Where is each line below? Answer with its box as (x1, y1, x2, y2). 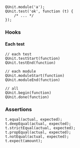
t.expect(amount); (5, 139, 43, 144)
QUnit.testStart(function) (5, 56, 60, 61)
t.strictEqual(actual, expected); (5, 125, 76, 131)
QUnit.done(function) (5, 95, 50, 100)
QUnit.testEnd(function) (5, 60, 56, 66)
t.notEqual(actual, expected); (5, 134, 69, 139)
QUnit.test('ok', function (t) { (5, 9, 74, 14)
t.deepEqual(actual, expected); (5, 122, 71, 126)
